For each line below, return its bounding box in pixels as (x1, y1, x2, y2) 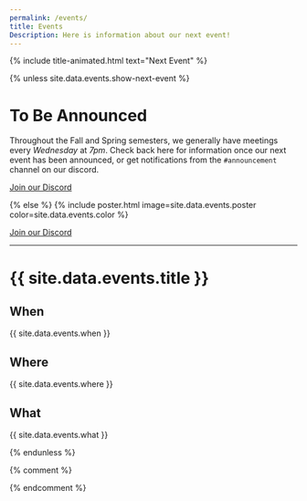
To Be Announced (9, 105, 148, 126)
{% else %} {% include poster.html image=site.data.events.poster (9, 200, 257, 211)
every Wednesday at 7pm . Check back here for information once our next (9, 145, 287, 156)
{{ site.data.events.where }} (9, 379, 114, 390)
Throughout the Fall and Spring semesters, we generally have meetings (9, 135, 279, 146)
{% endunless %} (9, 446, 76, 457)
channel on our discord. (9, 164, 100, 175)
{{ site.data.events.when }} (9, 328, 111, 339)
